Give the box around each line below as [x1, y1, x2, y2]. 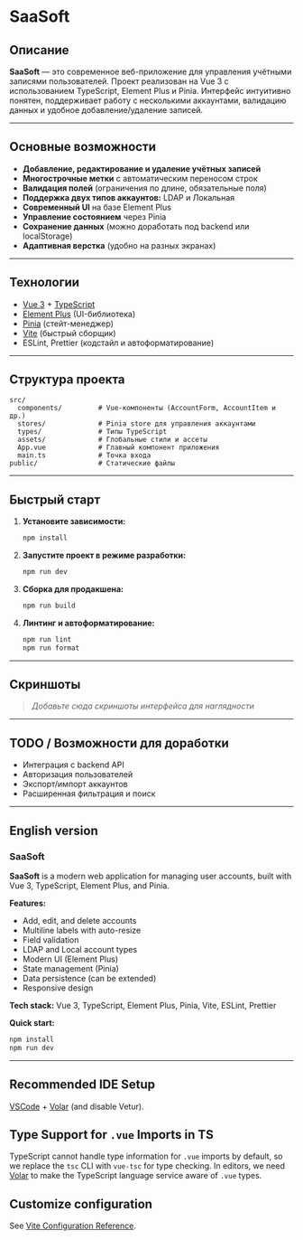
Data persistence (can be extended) [22, 972, 157, 983]
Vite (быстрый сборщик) [22, 327, 116, 338]
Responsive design [22, 982, 94, 993]
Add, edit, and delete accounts [22, 915, 137, 925]
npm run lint [22, 634, 72, 643]
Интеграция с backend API [22, 759, 124, 770]
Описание [9, 42, 69, 58]
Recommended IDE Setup [9, 1077, 156, 1093]
